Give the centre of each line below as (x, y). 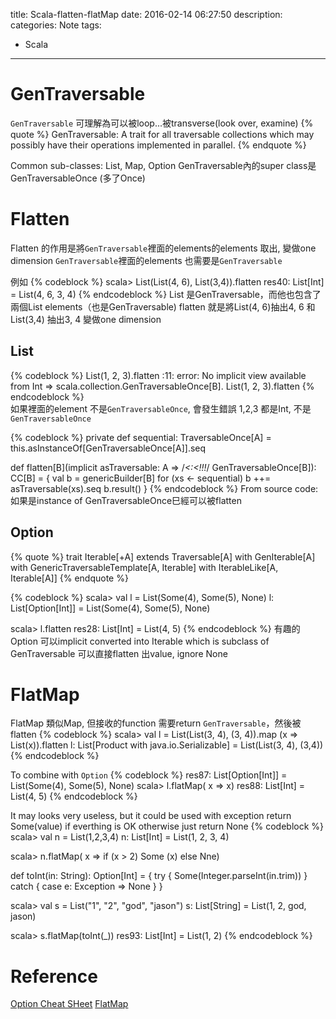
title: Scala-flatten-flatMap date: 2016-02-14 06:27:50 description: (146, 14)
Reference (54, 976)
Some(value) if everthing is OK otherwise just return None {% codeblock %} (167, 826)
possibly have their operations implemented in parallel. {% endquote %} (158, 145)
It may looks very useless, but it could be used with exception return (151, 816)
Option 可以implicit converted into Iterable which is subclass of (140, 641)
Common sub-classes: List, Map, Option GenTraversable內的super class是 (163, 165)
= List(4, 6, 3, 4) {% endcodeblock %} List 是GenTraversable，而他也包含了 (166, 294)
